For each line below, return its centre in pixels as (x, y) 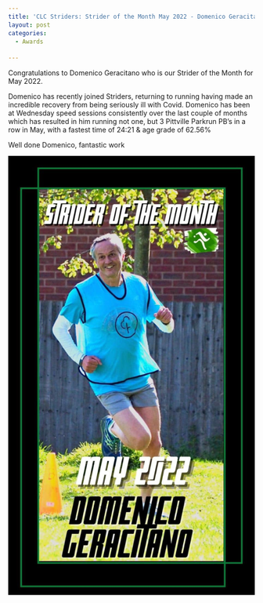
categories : (27, 33)
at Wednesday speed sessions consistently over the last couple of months (128, 113)
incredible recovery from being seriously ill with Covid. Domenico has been (129, 105)
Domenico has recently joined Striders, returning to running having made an (130, 96)
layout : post (29, 25)
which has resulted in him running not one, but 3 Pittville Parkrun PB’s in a (127, 122)
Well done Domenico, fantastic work (67, 145)
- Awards (29, 42)
